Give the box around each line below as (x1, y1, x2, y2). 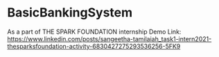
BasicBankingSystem (7, 5, 133, 21)
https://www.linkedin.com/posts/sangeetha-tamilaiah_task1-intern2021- (7, 34, 212, 43)
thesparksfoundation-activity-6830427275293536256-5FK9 (7, 42, 181, 50)
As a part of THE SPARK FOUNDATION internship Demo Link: (7, 27, 182, 36)
